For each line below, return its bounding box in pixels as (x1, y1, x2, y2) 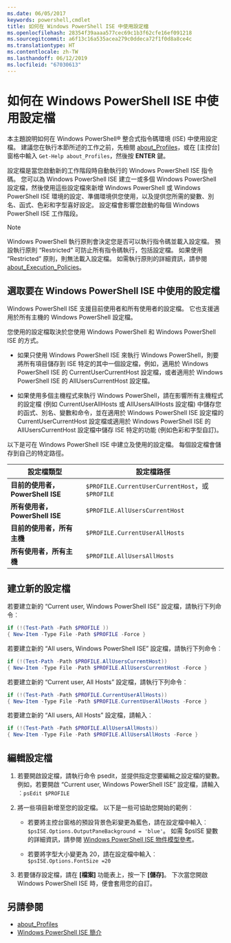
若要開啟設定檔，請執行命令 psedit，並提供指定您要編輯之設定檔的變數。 (16, 772, 223, 780)
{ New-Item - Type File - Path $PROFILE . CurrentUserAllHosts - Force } (7, 698, 208, 705)
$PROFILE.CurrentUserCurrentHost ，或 (85, 481, 209, 491)
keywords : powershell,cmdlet (7, 17, 91, 23)
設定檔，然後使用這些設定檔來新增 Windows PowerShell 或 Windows (7, 183, 201, 191)
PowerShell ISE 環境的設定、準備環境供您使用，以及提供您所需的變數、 (7, 192, 208, 200)
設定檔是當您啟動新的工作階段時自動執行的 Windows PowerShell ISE (7, 166, 200, 174)
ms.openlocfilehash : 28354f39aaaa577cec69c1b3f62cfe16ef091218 (7, 29, 192, 36)
